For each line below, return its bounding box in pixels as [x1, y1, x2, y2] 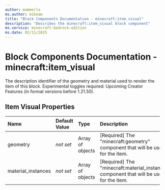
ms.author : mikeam [5, 12, 43, 17]
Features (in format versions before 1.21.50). [5, 88, 95, 94]
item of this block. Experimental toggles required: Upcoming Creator [5, 83, 143, 89]
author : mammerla [5, 7, 41, 12]
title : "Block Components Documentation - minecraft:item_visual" [5, 16, 144, 21]
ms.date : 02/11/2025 [5, 30, 48, 35]
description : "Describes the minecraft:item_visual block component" [5, 21, 151, 26]
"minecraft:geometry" [100, 138, 150, 145]
